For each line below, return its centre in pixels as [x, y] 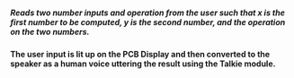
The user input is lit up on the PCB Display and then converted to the [140, 54]
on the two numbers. [50, 31]
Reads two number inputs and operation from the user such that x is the [148, 13]
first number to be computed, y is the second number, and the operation [148, 22]
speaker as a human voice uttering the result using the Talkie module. [143, 64]
